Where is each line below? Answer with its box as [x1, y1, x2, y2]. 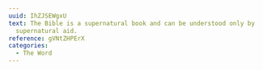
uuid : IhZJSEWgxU [8, 11, 67, 20]
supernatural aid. [15, 27, 78, 35]
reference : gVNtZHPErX [8, 34, 85, 43]
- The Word [15, 49, 53, 57]
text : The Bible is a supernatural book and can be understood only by [8, 19, 255, 27]
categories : [8, 42, 49, 50]
